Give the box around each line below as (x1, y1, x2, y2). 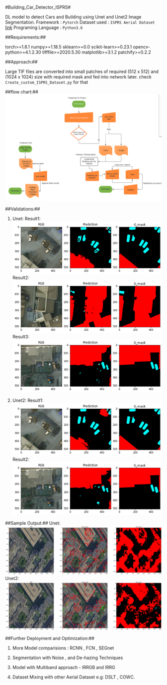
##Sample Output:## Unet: (5, 520, 61, 526)
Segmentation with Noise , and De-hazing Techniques (12, 655, 123, 661)
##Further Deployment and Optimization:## (5, 635, 94, 641)
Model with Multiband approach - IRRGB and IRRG (12, 664, 115, 670)
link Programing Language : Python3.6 (5, 24, 83, 30)
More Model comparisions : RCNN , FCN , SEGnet (12, 645, 114, 651)
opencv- (133, 44, 151, 49)
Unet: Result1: (12, 215, 41, 221)
